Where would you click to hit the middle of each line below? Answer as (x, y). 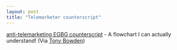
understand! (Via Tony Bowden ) (46, 40)
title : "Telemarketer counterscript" (54, 17)
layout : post (23, 12)
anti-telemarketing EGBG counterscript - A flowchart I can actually (89, 34)
